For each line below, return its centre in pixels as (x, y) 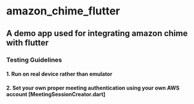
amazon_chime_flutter (63, 11)
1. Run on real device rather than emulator (59, 74)
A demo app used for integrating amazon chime (97, 33)
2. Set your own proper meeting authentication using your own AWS (93, 88)
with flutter (28, 42)
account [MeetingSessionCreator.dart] (56, 94)
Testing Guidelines (34, 60)
